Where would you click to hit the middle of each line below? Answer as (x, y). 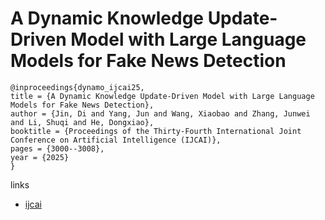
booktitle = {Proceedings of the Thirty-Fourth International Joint (156, 131)
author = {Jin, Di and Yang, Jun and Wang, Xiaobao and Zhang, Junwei (160, 113)
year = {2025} (40, 157)
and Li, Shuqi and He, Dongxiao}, (82, 122)
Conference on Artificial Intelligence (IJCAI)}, (116, 140)
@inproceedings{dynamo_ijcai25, (77, 87)
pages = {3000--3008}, (57, 148)
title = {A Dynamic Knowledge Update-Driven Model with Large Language (162, 96)
